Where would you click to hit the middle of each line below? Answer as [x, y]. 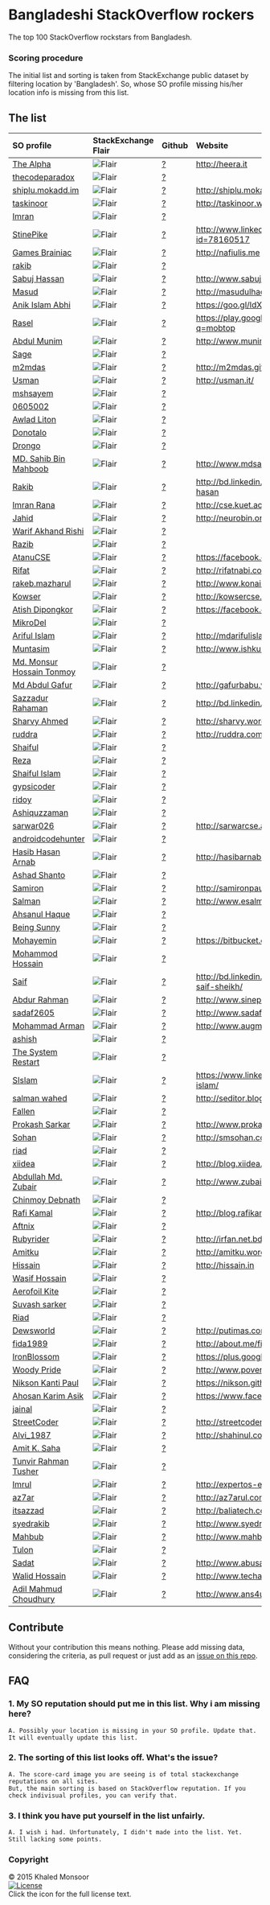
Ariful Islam [34, 636]
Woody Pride [37, 1370]
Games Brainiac [42, 253]
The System [35, 1052]
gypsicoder [34, 787]
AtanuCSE [31, 558]
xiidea [24, 1164]
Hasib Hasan [37, 852]
